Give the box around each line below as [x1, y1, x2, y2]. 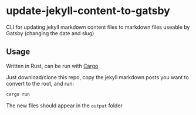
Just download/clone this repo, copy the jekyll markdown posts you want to [6, 73, 189, 80]
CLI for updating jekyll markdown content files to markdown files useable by [6, 23, 190, 31]
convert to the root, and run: [6, 80, 75, 87]
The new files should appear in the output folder [6, 102, 123, 109]
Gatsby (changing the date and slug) [6, 29, 94, 36]
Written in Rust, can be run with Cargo [6, 62, 99, 69]
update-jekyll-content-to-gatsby [6, 4, 170, 18]
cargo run [6, 91, 31, 97]
